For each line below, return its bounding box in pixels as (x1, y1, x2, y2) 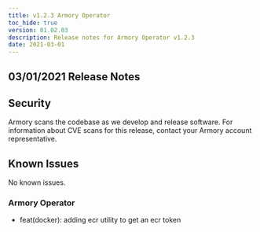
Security (8, 96, 51, 110)
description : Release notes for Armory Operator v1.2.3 (8, 33, 195, 42)
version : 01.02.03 (8, 26, 68, 34)
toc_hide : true (8, 19, 58, 27)
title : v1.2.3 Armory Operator (8, 11, 111, 20)
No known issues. (8, 178, 66, 187)
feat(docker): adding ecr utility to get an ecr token (19, 215, 181, 225)
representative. (8, 134, 57, 144)
